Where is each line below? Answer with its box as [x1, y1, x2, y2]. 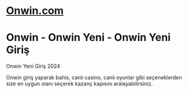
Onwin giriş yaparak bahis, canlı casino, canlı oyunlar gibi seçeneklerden [6, 74, 182, 81]
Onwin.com [6, 4, 64, 18]
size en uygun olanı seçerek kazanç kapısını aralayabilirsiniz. [6, 80, 153, 87]
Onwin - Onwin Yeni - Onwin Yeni [6, 31, 171, 44]
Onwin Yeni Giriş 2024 [6, 63, 61, 70]
